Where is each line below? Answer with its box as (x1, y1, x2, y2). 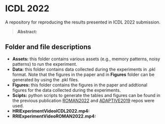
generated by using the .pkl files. (12, 76, 79, 82)
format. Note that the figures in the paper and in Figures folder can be (12, 72, 155, 77)
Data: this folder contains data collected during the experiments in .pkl (12, 66, 156, 72)
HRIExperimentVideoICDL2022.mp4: (12, 108, 90, 114)
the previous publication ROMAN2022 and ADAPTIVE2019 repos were (12, 98, 155, 103)
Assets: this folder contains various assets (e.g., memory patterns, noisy (12, 56, 161, 62)
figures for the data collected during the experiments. (12, 87, 121, 93)
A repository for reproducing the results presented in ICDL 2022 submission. (5, 19, 161, 25)
